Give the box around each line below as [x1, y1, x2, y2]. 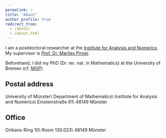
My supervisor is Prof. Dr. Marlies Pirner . [5, 50, 90, 56]
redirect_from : [5, 21, 38, 27]
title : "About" [5, 12, 38, 17]
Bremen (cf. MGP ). [5, 65, 44, 71]
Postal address [5, 80, 54, 88]
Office [5, 113, 25, 122]
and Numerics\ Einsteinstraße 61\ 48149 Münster [5, 99, 108, 105]
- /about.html [10, 31, 40, 36]
